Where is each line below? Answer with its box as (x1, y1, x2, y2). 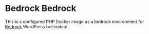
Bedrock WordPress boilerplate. (5, 23, 69, 29)
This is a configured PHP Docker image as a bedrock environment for (5, 19, 145, 24)
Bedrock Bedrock (5, 3, 76, 14)
